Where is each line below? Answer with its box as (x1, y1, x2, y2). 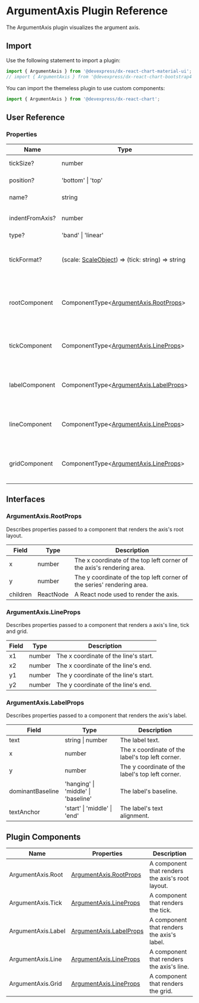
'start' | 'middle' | (65, 804, 113, 813)
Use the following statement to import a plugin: (6, 56, 121, 63)
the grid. (149, 987, 173, 995)
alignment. (120, 811, 150, 820)
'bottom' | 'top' (61, 176, 103, 184)
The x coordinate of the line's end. (56, 661, 152, 670)
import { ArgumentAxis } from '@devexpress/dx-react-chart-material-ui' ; (6, 68, 192, 74)
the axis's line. (149, 963, 190, 971)
